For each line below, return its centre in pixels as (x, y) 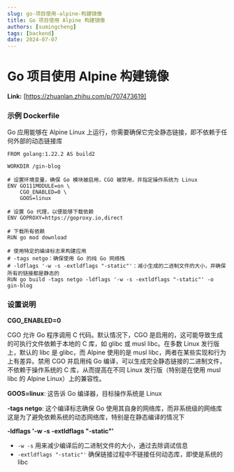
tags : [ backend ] (31, 33)
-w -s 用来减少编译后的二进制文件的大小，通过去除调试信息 (103, 445)
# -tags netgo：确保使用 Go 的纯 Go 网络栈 (66, 259)
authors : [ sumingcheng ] (42, 27)
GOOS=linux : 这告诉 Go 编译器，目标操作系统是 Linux (85, 393)
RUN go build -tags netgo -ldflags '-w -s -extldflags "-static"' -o (111, 280)
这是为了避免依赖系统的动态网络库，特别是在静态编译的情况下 (96, 417)
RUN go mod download (37, 238)
